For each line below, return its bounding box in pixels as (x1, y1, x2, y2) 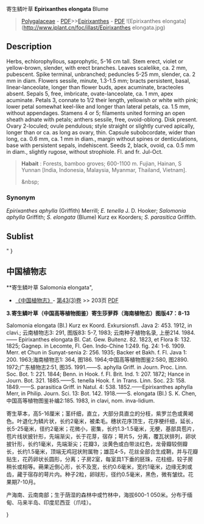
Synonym (6, 193, 35, 202)
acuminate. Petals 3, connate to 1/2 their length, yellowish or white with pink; (6, 96, 199, 103)
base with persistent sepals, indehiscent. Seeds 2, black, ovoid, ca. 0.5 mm (6, 142, 195, 149)
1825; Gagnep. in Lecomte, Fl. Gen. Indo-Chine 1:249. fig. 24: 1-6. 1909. (6, 342, 186, 350)
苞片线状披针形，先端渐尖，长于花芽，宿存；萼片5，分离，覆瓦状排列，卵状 (6, 432, 197, 440)
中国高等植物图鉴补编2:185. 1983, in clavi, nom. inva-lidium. (6, 397, 155, 404)
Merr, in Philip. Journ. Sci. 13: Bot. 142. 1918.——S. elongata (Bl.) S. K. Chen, (6, 390, 197, 397)
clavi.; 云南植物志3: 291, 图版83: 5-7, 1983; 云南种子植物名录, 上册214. (6, 329, 181, 336)
